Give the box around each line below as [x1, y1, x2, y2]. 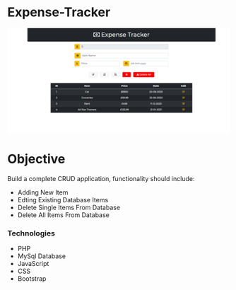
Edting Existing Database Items [17, 196, 109, 204]
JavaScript [17, 260, 49, 268]
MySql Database [17, 252, 66, 260]
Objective [7, 151, 66, 167]
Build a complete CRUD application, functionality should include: [7, 175, 195, 183]
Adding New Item [17, 188, 69, 197]
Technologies [7, 228, 55, 238]
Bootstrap [17, 274, 47, 283]
